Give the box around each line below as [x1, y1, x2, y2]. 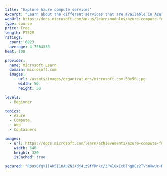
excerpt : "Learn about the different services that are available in [5, 12, 153, 17]
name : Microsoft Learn [9, 63, 57, 68]
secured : [5, 164, 23, 169]
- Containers [9, 127, 37, 132]
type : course [5, 21, 32, 26]
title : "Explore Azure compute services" [5, 7, 92, 12]
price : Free [5, 26, 30, 31]
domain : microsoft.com [9, 67, 57, 72]
